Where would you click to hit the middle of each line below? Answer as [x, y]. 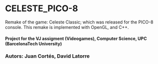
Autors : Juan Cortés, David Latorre [47, 56]
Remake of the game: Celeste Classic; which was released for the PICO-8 [79, 22]
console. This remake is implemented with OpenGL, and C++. [67, 27]
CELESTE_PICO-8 [42, 9]
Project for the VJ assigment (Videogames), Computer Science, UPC [76, 38]
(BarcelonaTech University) [34, 43]
